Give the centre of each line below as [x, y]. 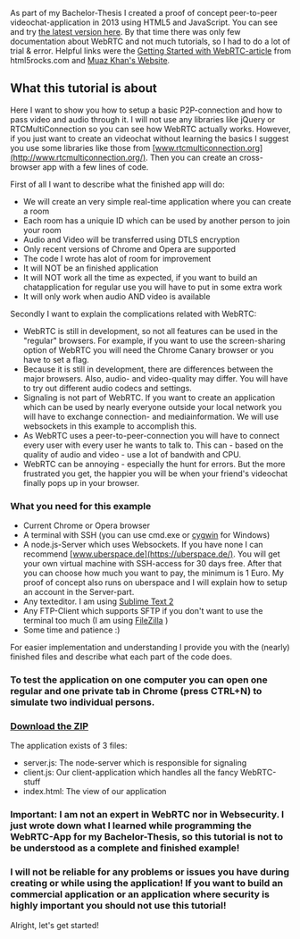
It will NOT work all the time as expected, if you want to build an [140, 277]
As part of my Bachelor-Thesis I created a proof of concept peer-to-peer [144, 13]
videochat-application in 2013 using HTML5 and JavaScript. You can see [144, 22]
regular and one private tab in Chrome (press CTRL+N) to [136, 692]
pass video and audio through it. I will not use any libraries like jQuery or [143, 119]
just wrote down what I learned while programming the [131, 826]
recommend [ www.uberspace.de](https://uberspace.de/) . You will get [151, 554]
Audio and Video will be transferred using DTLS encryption [131, 239]
